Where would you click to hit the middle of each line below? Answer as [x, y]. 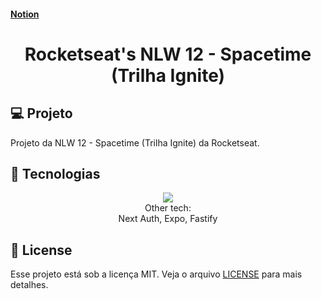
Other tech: [168, 208]
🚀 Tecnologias [55, 173]
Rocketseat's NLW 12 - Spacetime [168, 54]
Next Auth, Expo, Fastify [168, 219]
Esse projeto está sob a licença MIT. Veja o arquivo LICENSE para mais [156, 274]
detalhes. [29, 285]
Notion [25, 14]
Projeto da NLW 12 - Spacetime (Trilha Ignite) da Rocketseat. [135, 142]
